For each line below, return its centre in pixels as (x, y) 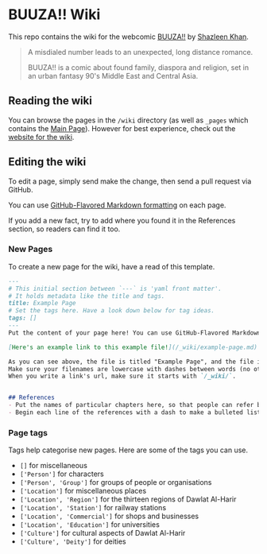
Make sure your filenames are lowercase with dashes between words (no (129, 369)
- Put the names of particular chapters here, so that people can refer (131, 405)
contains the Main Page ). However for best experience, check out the (122, 128)
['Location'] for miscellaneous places (83, 491)
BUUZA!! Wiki (54, 15)
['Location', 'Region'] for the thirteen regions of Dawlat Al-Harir (128, 499)
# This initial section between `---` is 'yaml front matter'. (115, 289)
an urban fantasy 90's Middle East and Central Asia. (113, 76)
